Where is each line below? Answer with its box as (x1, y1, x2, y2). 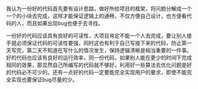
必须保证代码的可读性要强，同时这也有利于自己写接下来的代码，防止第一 (16, 40, 192, 46)
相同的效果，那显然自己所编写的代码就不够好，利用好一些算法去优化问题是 (6, 61, 187, 69)
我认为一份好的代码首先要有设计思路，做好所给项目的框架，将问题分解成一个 (6, 5, 192, 12)
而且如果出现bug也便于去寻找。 (26, 20, 104, 26)
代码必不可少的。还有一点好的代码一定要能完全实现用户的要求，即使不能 (11, 69, 187, 76)
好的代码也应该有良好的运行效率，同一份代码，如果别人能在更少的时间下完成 (6, 54, 192, 61)
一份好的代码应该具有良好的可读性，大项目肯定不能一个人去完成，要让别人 (6, 32, 187, 39)
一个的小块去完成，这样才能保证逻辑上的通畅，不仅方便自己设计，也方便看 (6, 12, 187, 19)
